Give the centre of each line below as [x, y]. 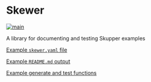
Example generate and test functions [52, 72]
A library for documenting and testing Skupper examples [76, 38]
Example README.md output [38, 61]
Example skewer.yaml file [37, 50]
